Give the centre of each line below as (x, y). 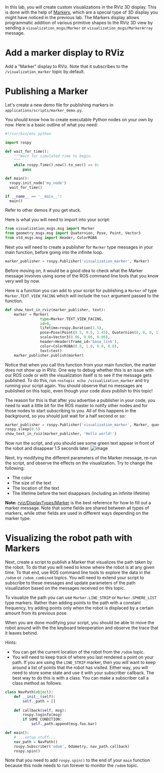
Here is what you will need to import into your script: (58, 220)
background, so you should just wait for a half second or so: (65, 416)
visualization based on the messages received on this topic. (65, 588)
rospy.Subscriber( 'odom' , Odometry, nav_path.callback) (72, 746)
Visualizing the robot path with (69, 538)
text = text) (51, 351)
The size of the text (31, 483)
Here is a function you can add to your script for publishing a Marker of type (81, 290)
